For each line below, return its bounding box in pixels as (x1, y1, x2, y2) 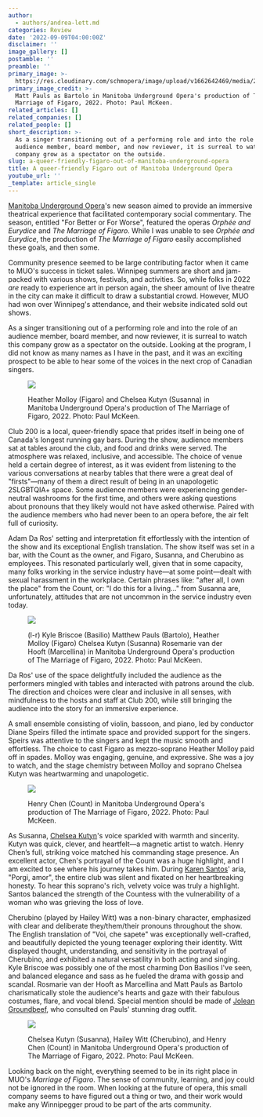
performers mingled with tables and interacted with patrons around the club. (8, 678, 254, 688)
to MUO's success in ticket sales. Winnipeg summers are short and (8, 266, 225, 276)
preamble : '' (8, 63, 51, 71)
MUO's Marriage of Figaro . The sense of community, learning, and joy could (8, 1075, 255, 1084)
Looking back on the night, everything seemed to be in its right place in (8, 1066, 238, 1075)
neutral (8, 493, 31, 502)
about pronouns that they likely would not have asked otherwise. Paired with (8, 502, 254, 511)
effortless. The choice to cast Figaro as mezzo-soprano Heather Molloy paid (8, 743, 254, 754)
